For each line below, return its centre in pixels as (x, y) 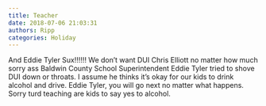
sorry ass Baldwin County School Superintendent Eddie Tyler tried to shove (132, 69)
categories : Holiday (42, 38)
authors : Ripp (32, 30)
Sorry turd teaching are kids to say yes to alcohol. (89, 94)
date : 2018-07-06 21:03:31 (53, 23)
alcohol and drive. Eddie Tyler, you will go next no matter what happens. (126, 85)
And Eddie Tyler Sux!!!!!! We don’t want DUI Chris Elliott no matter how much (133, 60)
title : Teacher (33, 15)
